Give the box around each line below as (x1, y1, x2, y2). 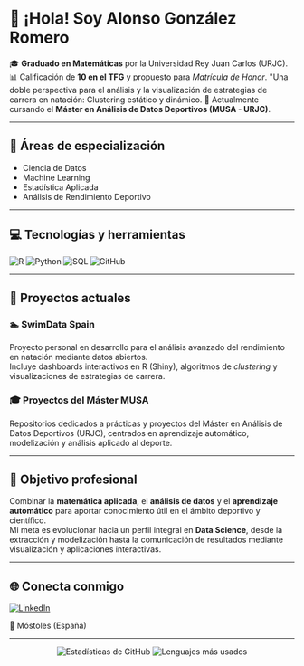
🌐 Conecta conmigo (9, 578, 125, 594)
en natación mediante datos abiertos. (9, 352, 148, 363)
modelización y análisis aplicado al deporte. (9, 437, 173, 448)
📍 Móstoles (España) (9, 620, 87, 632)
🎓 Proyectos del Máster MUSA (9, 394, 149, 406)
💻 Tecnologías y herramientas (9, 227, 185, 243)
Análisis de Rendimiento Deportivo (22, 191, 151, 202)
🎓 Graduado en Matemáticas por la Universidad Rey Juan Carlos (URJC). (9, 58, 288, 69)
